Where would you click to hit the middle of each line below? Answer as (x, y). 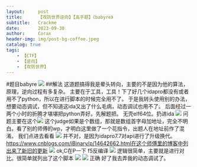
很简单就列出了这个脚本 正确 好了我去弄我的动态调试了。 (93, 158)
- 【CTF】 (28, 56)
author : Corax (29, 34)
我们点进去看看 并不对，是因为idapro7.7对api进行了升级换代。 (96, 136)
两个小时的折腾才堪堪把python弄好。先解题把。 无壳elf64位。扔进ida (90, 114)
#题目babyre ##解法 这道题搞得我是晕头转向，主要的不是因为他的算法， (97, 84)
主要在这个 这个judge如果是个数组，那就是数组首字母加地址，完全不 (97, 121)
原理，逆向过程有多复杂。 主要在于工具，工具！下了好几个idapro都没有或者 (98, 92)
